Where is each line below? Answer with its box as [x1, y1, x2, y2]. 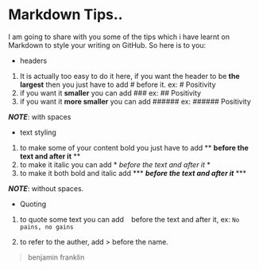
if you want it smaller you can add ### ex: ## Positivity [19, 88, 201, 97]
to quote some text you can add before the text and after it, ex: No [19, 214, 240, 224]
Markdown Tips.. [8, 6, 123, 24]
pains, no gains [19, 223, 74, 231]
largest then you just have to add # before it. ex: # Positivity [19, 80, 216, 89]
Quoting [19, 199, 47, 209]
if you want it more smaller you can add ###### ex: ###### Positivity [19, 96, 252, 106]
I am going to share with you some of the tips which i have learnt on [8, 32, 230, 41]
